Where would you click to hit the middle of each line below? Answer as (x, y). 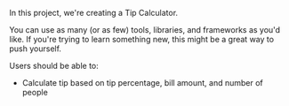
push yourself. (36, 49)
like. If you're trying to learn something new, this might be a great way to (141, 39)
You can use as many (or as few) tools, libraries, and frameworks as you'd (145, 30)
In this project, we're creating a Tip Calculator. (94, 13)
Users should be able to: (54, 66)
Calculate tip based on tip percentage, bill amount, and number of (143, 83)
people (35, 92)
